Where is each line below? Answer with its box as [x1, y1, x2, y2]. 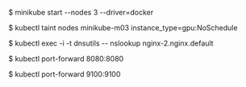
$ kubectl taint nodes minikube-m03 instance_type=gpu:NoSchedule [8, 23, 238, 32]
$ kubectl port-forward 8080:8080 [8, 54, 124, 63]
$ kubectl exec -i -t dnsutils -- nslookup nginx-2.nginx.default [8, 38, 214, 48]
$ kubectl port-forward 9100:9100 [8, 69, 121, 79]
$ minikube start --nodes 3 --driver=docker [8, 8, 154, 17]
